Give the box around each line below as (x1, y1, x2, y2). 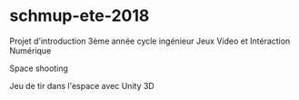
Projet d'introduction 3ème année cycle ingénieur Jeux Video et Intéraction (9, 35, 291, 46)
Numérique (9, 45, 52, 55)
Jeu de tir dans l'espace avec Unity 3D (9, 80, 154, 91)
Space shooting (9, 63, 68, 74)
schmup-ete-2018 (9, 5, 150, 26)
